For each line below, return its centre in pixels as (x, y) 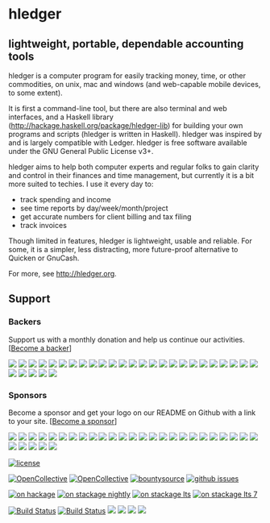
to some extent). (35, 93)
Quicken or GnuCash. (44, 258)
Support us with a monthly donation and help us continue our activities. (127, 339)
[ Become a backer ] (40, 348)
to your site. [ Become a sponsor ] (63, 421)
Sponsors (28, 395)
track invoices (43, 225)
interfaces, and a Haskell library (61, 117)
